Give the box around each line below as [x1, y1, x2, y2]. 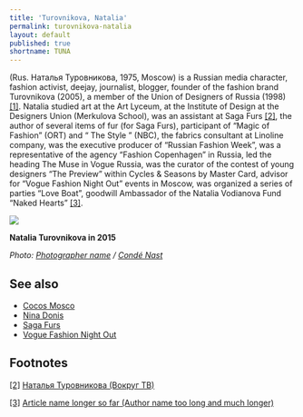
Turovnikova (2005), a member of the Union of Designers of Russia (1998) [9, 92, 287, 103]
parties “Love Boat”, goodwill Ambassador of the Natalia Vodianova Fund [9, 188, 282, 199]
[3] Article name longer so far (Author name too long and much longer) [9, 397, 275, 408]
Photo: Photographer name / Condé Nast [9, 250, 163, 261]
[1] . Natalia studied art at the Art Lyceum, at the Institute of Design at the [9, 101, 279, 112]
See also [9, 276, 59, 292]
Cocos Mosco [22, 300, 75, 311]
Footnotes [9, 355, 68, 371]
